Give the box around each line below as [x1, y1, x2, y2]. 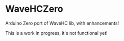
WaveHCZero [5, 3, 63, 15]
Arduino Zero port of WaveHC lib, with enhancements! [5, 20, 119, 26]
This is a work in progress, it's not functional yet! [5, 30, 108, 36]
